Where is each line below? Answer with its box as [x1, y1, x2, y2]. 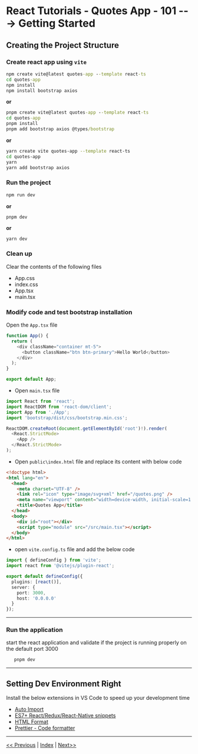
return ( [11, 338, 33, 344]
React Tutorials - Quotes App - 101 [6, 4, 177, 18]
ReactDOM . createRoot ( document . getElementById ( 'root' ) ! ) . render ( [6, 426, 167, 432]
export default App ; [6, 376, 57, 383]
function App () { [6, 333, 49, 339]
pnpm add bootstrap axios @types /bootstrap [6, 126, 115, 132]
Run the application [6, 626, 63, 634]
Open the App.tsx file [6, 321, 58, 328]
